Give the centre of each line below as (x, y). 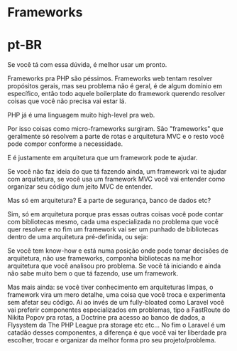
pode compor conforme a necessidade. (65, 144)
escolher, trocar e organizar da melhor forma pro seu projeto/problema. (112, 340)
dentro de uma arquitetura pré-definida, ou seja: (78, 237)
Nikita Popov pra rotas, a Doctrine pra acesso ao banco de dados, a (106, 318)
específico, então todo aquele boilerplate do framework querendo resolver (116, 94)
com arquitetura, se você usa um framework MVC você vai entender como (116, 179)
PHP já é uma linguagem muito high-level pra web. (81, 115)
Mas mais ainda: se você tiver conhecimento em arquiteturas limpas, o (110, 287)
